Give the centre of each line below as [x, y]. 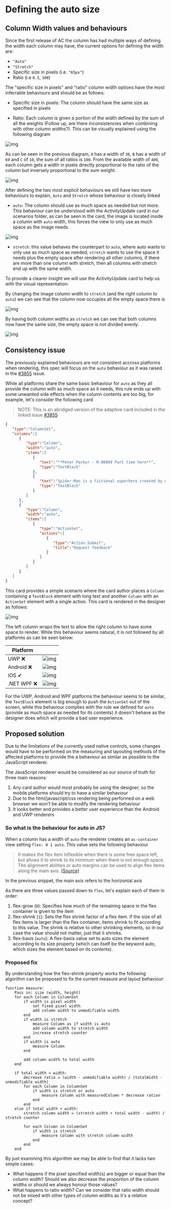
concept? [22, 1201]
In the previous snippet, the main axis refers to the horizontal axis [74, 880]
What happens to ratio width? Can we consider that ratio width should [86, 1190]
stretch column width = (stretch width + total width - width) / [94, 1113]
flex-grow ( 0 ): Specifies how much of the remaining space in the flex [84, 906]
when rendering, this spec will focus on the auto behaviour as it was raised [84, 368]
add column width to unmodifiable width [76, 1010]
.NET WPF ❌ [23, 683]
